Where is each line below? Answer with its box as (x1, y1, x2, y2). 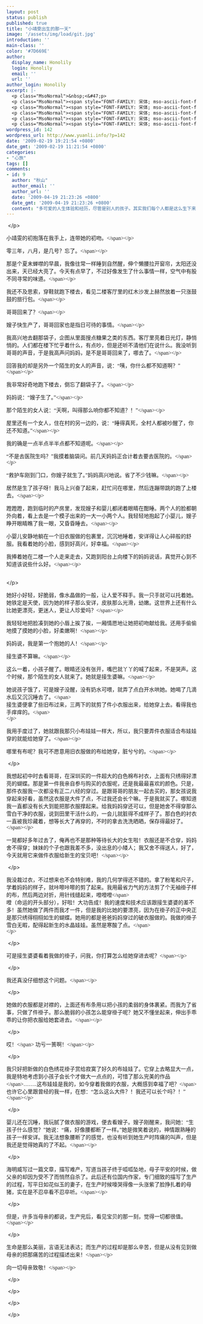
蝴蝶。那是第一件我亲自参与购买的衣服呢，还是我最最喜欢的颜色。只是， (16, 780, 197, 787)
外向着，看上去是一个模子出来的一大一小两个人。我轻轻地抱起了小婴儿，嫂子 (6, 513, 197, 519)
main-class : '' (6, 43, 45, 49)
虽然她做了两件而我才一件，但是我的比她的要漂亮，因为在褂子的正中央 (16, 907, 192, 914)
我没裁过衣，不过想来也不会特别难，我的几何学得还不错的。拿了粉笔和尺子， (6, 877, 197, 884)
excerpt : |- (6, 88, 36, 94)
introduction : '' (6, 37, 50, 43)
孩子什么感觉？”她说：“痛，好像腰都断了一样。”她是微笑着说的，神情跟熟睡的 (6, 1127, 196, 1133)
